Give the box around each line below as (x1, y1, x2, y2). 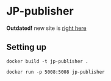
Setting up (6, 42, 47, 52)
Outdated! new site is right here (6, 24, 87, 32)
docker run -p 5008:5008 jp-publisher (6, 69, 105, 75)
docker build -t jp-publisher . (6, 58, 88, 65)
